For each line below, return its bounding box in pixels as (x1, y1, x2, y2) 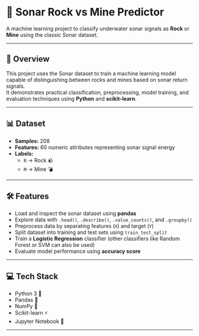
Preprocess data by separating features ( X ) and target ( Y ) (14, 223, 154, 230)
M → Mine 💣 (23, 166, 53, 173)
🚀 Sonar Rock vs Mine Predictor (6, 5, 165, 19)
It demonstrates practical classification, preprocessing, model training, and (6, 88, 189, 96)
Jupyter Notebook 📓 (14, 318, 64, 325)
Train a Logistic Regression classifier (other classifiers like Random (14, 235, 180, 242)
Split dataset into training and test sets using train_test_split (14, 229, 168, 236)
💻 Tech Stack (6, 271, 59, 281)
